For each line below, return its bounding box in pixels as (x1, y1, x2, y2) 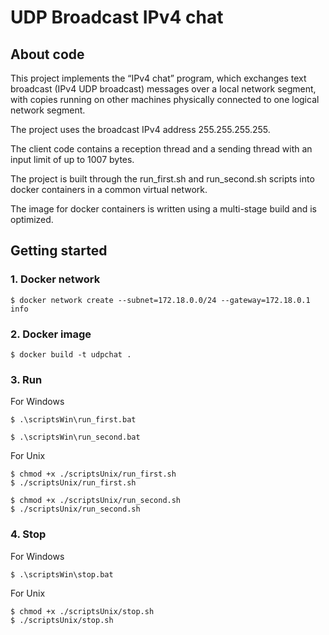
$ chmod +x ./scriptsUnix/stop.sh (10, 606, 155, 616)
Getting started (10, 242, 108, 260)
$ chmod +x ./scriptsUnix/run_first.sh (10, 469, 177, 480)
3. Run (10, 372, 43, 386)
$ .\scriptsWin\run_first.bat (10, 415, 137, 425)
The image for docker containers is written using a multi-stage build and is (10, 203, 318, 215)
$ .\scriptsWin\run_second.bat (10, 432, 141, 443)
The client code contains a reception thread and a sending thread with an (10, 143, 313, 155)
